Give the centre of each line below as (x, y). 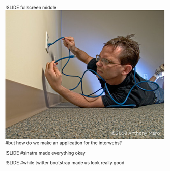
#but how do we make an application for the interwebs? (64, 143)
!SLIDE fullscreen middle (31, 7)
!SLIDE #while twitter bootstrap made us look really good (65, 163)
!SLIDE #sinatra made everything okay (45, 153)
